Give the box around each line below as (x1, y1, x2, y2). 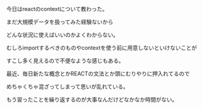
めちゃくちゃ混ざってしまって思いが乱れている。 (6, 83, 129, 90)
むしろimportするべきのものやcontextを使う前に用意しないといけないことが (6, 44, 197, 51)
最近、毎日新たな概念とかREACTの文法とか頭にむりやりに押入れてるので (6, 70, 190, 77)
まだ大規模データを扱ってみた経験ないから (6, 18, 114, 26)
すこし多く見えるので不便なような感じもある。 (6, 57, 124, 64)
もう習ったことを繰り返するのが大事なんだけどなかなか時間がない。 (6, 96, 178, 103)
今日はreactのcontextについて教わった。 (6, 5, 108, 12)
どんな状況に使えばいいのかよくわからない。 (6, 31, 119, 38)
